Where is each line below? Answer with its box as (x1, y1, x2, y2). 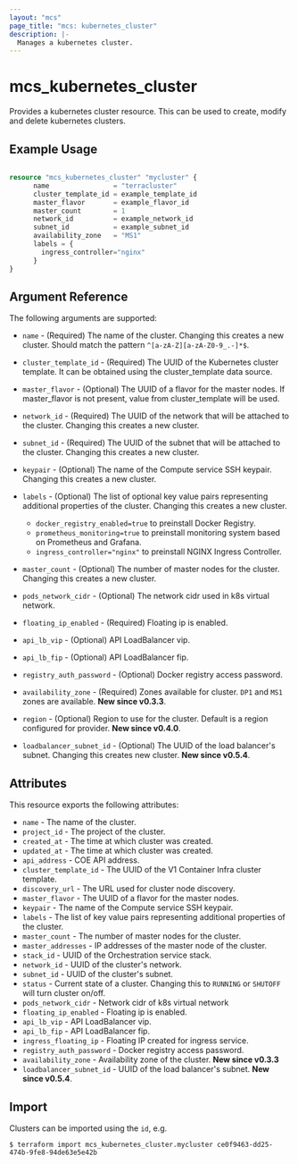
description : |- (9, 30, 70, 38)
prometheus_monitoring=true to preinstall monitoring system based (35, 527, 281, 538)
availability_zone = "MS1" (32, 232, 142, 240)
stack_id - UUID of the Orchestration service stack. (21, 949, 212, 961)
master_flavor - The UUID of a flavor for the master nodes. (21, 893, 239, 904)
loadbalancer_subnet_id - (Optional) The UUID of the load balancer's (21, 740, 276, 751)
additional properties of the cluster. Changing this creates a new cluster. (21, 501, 287, 511)
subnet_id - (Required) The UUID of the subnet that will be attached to (21, 437, 281, 448)
